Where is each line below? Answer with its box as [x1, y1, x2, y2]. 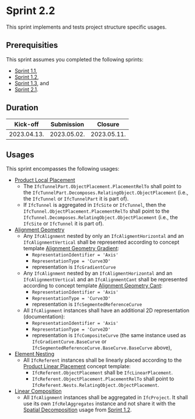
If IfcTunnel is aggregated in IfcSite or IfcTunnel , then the [23, 202, 166, 209]
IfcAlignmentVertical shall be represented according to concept [23, 238, 180, 246]
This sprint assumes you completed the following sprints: [6, 56, 144, 63]
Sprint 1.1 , [14, 67, 38, 74]
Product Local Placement [14, 176, 75, 183]
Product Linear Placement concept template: [23, 363, 131, 370]
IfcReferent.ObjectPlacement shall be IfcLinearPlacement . [32, 369, 173, 376]
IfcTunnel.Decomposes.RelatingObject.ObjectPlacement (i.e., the [23, 214, 178, 221]
